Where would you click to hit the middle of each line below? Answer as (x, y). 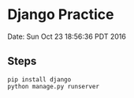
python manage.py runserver (54, 86)
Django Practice (61, 15)
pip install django (39, 79)
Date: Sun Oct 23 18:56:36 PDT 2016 (67, 36)
